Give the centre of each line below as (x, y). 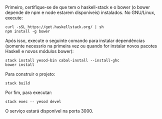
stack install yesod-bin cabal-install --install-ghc (62, 60)
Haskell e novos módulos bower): (39, 51)
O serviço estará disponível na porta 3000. (49, 111)
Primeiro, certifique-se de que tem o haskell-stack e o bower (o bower (78, 7)
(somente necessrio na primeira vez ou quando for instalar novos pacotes (81, 46)
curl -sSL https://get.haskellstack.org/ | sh (54, 27)
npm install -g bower (28, 31)
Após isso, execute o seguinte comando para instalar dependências (75, 40)
